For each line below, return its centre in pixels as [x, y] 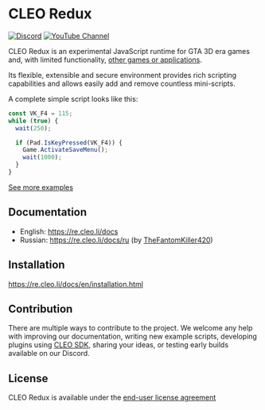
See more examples [41, 187]
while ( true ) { [33, 121]
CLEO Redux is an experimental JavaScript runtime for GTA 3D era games [129, 51]
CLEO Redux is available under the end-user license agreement [112, 397]
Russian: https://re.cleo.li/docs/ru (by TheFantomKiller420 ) [116, 240]
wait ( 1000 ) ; [42, 157]
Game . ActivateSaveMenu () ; [66, 150]
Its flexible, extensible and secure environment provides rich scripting [123, 75]
